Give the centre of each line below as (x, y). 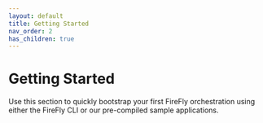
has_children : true (42, 39)
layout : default (36, 16)
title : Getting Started (49, 24)
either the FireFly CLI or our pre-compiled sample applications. (114, 110)
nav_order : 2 (31, 31)
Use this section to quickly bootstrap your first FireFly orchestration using (132, 102)
